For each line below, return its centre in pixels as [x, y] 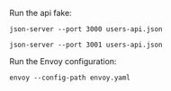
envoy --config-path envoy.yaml [70, 78]
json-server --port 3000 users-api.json [86, 29]
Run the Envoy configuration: [63, 61]
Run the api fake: [40, 13]
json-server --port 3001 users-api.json [86, 45]
